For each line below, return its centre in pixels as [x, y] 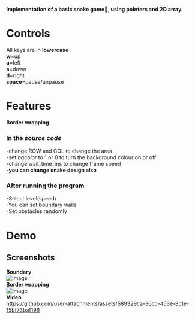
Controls [28, 34]
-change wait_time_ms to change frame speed [64, 164]
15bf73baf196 [23, 310]
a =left [13, 62]
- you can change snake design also [52, 170]
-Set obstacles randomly [37, 211]
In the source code [34, 138]
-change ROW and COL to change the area [59, 151]
